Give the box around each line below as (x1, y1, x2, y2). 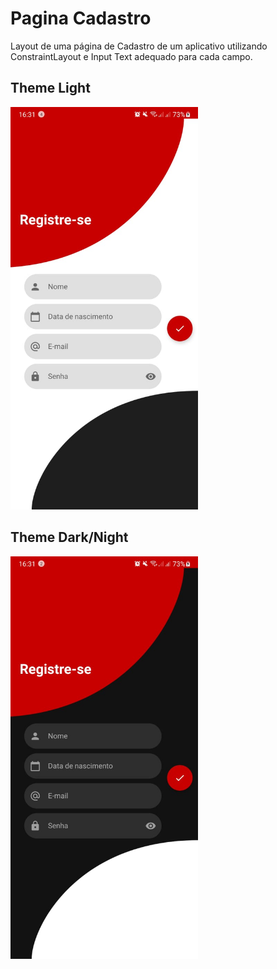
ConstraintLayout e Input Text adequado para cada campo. (10, 50, 253, 62)
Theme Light (10, 80, 91, 97)
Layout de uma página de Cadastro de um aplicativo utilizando (10, 40, 268, 52)
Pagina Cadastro (10, 7, 152, 30)
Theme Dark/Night (10, 529, 129, 546)
